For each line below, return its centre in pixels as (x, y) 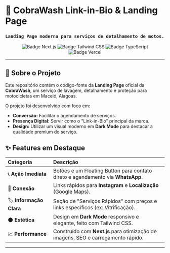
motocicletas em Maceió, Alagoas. (41, 96)
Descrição (66, 162)
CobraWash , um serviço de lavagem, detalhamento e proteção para (76, 90)
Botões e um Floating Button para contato (102, 171)
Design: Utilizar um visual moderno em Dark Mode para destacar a (83, 126)
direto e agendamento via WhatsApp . (98, 177)
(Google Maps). (72, 192)
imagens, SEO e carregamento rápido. (98, 238)
